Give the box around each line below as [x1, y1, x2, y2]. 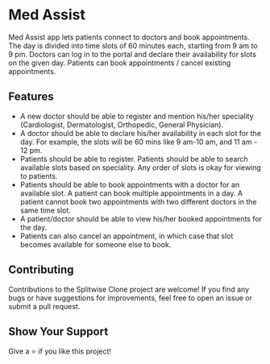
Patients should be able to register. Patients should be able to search [19, 154, 248, 163]
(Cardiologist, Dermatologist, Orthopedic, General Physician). [19, 119, 224, 130]
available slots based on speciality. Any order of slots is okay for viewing [19, 163, 262, 172]
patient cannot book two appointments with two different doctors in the [19, 196, 257, 206]
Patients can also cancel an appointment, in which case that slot [19, 231, 234, 241]
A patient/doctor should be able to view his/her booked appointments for [19, 213, 262, 223]
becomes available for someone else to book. [19, 239, 172, 249]
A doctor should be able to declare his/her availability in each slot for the [19, 128, 262, 138]
